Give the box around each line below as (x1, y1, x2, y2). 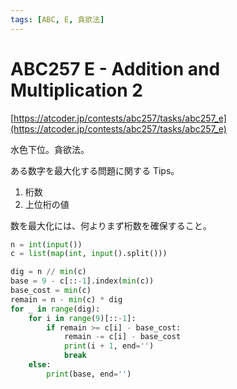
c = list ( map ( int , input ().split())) (10, 249, 168, 259)
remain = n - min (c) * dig (10, 294, 123, 305)
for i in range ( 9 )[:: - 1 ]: (28, 313, 137, 323)
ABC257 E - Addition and (10, 57, 221, 80)
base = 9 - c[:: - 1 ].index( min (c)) (10, 276, 155, 286)
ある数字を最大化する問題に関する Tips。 (10, 164, 180, 176)
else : (28, 360, 52, 370)
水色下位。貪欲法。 (10, 143, 90, 155)
